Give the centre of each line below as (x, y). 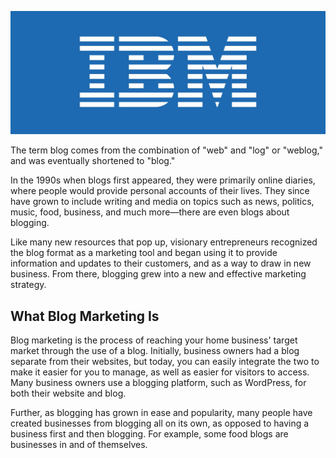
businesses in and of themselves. (79, 445)
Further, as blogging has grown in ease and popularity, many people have (161, 413)
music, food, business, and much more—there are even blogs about (150, 212)
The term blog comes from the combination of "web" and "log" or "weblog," (166, 150)
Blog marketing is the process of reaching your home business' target (154, 340)
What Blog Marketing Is (85, 316)
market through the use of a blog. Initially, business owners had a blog (155, 351)
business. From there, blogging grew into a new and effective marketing (158, 274)
